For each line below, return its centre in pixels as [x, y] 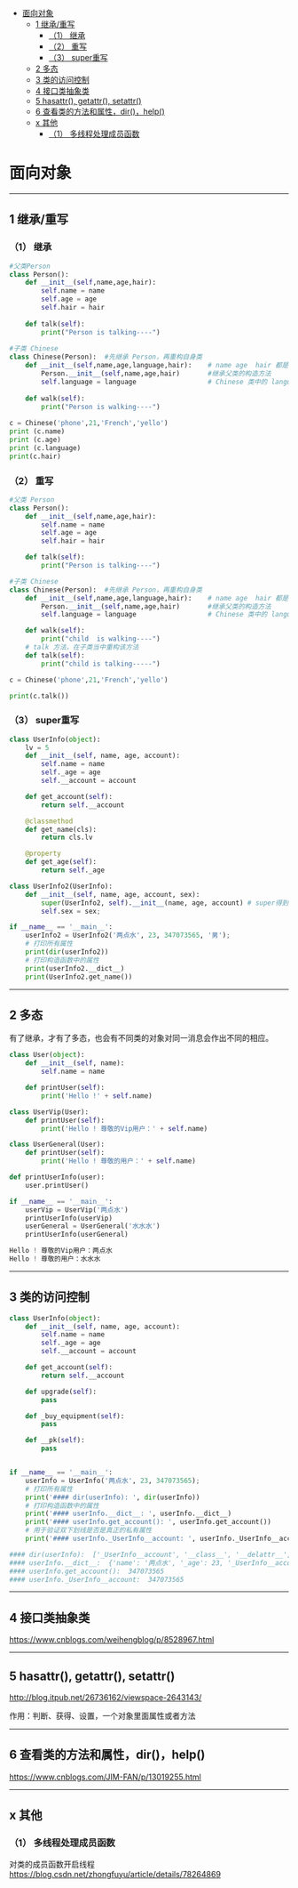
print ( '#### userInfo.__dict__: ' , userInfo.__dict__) [129, 1514]
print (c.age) [35, 440]
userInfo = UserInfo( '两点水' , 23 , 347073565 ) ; [113, 1481]
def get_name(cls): [61, 829]
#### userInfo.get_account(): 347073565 [87, 1571]
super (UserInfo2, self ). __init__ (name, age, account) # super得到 [165, 903]
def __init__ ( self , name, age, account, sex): [113, 894]
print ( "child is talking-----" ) [101, 664]
